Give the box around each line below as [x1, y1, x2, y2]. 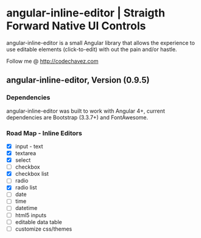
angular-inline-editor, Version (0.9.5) [6, 75, 150, 85]
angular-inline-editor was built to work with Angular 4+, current [6, 107, 166, 114]
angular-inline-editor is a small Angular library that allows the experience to [6, 39, 195, 46]
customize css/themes [15, 225, 72, 233]
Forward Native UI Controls [6, 19, 146, 33]
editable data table [15, 218, 62, 225]
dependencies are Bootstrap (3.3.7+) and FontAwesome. [6, 113, 149, 121]
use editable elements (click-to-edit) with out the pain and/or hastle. [6, 46, 177, 53]
